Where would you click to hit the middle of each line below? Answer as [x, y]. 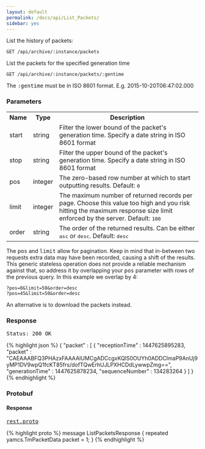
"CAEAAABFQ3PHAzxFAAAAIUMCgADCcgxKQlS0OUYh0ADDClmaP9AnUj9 [102, 358]
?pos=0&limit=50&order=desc [42, 288]
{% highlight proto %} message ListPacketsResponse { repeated [88, 433]
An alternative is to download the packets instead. [69, 305]
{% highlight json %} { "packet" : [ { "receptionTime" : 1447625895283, [96, 345]
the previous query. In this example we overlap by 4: [72, 277]
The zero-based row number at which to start [125, 178]
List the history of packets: [40, 41]
